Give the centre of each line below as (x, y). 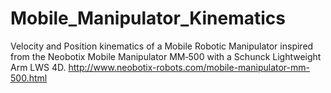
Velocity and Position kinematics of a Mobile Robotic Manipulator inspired (162, 46)
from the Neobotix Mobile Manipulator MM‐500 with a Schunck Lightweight (166, 56)
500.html (29, 78)
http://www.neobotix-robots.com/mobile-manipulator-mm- (189, 67)
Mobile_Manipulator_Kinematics (148, 18)
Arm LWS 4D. (38, 67)
